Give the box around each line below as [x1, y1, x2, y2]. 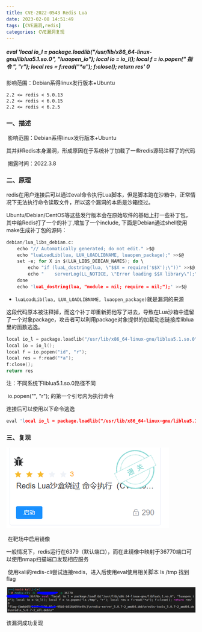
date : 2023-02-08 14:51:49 [6, 16, 74, 22]
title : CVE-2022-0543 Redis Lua [6, 10, 87, 16]
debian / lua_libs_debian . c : [6, 239, 74, 245]
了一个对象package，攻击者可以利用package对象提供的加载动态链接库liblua [6, 315, 194, 323]
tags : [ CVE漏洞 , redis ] [6, 22, 61, 28]
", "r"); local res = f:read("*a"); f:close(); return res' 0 [13, 63, 150, 70]
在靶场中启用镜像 [7, 536, 50, 543]
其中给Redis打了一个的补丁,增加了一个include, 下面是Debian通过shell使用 [6, 219, 188, 226]
